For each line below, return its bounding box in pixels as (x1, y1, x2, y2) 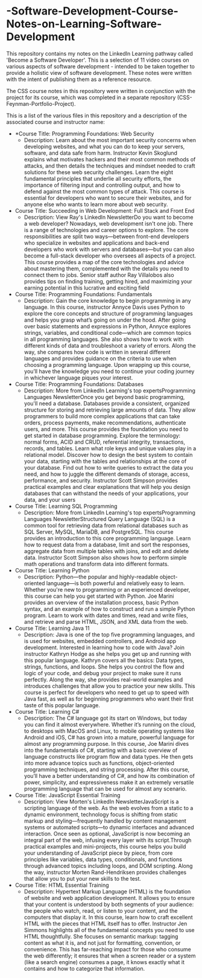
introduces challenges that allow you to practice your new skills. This (24, 682, 195, 690)
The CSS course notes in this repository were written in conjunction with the (6, 87, 196, 94)
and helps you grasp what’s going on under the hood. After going (24, 316, 186, 323)
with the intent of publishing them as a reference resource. (6, 76, 152, 83)
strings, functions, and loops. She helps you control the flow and (24, 663, 185, 670)
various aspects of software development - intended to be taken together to (6, 62, 195, 70)
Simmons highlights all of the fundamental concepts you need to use (24, 926, 195, 933)
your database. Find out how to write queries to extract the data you (24, 464, 194, 471)
